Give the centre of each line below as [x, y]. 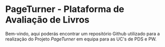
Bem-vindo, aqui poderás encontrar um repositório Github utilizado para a [82, 33]
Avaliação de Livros [47, 20]
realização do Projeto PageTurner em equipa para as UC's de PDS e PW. [81, 39]
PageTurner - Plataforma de [65, 9]
